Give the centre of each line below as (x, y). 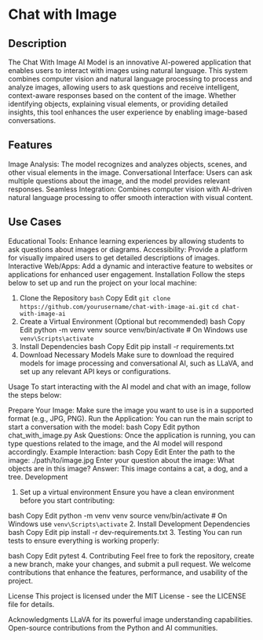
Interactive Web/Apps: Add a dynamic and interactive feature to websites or (131, 266)
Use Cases (35, 222)
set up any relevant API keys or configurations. (95, 371)
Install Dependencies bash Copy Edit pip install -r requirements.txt (127, 346)
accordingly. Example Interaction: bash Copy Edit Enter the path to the (122, 452)
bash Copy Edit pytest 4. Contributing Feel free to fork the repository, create (131, 555)
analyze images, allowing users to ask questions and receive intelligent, (124, 87)
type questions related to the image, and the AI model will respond (115, 443)
